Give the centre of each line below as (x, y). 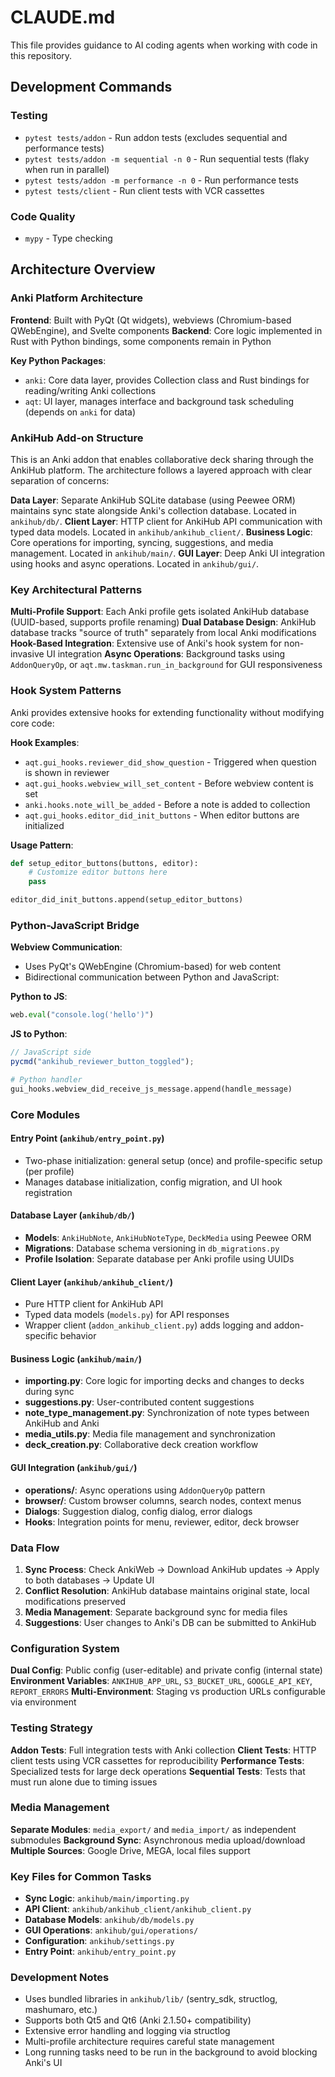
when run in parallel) (67, 169)
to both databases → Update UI (89, 1580)
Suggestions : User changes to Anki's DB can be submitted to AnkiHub (170, 1622)
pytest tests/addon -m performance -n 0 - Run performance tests (161, 180)
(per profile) (49, 1171)
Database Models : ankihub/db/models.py (109, 1920)
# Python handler (46, 1079)
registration (48, 1192)
